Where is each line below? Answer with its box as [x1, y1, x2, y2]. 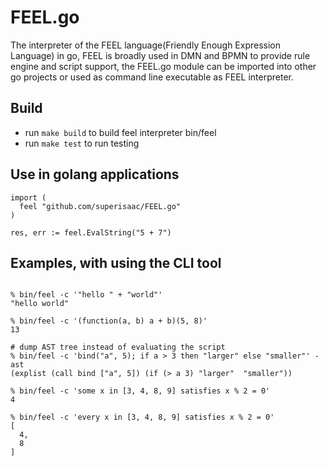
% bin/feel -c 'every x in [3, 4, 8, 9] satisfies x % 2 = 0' [10, 412, 275, 423]
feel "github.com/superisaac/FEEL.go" [19, 201, 182, 211]
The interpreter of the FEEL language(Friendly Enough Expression [10, 39, 282, 51]
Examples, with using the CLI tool [10, 254, 222, 271]
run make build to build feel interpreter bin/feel [24, 126, 217, 138]
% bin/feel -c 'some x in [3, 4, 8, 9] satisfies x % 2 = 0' [10, 386, 271, 396]
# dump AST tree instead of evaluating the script [10, 342, 226, 353]
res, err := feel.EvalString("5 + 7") [10, 227, 172, 238]
